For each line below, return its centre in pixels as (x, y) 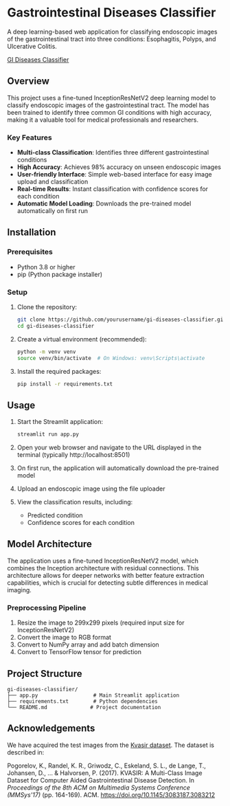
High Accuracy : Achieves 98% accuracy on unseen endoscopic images (119, 167)
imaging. (20, 590)
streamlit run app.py (48, 434)
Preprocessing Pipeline (47, 607)
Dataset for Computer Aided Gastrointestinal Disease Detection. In (101, 780)
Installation (32, 233)
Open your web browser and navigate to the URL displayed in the (109, 447)
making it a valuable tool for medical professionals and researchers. (103, 120)
